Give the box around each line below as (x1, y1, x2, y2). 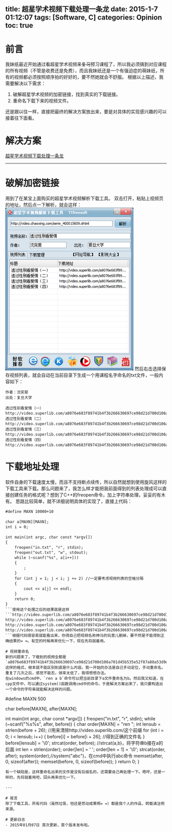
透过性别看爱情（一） (5, 406, 44, 411)
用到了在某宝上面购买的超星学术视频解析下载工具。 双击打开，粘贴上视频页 (5, 195, 164, 201)
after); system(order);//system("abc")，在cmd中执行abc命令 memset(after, (5, 753, 163, 759)
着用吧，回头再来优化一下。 (28, 775, 78, 780)
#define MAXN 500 (5, 696, 46, 702)
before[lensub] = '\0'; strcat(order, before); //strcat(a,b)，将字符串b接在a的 (5, 740, 163, 746)
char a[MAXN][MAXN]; (5, 519, 50, 525)
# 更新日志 (5, 817, 26, 822)
